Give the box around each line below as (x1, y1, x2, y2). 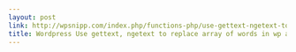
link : (8, 21, 28, 30)
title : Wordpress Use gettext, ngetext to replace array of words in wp (8, 29, 282, 38)
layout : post (8, 12, 57, 22)
